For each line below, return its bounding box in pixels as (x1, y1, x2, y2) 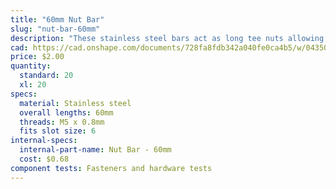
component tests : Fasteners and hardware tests (10, 163, 213, 173)
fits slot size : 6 (19, 126, 97, 136)
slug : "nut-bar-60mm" (10, 24, 101, 34)
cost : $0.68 (19, 154, 70, 164)
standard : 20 (19, 71, 74, 81)
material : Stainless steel (19, 98, 132, 108)
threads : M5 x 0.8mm (19, 117, 105, 127)
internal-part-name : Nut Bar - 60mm (19, 145, 172, 155)
